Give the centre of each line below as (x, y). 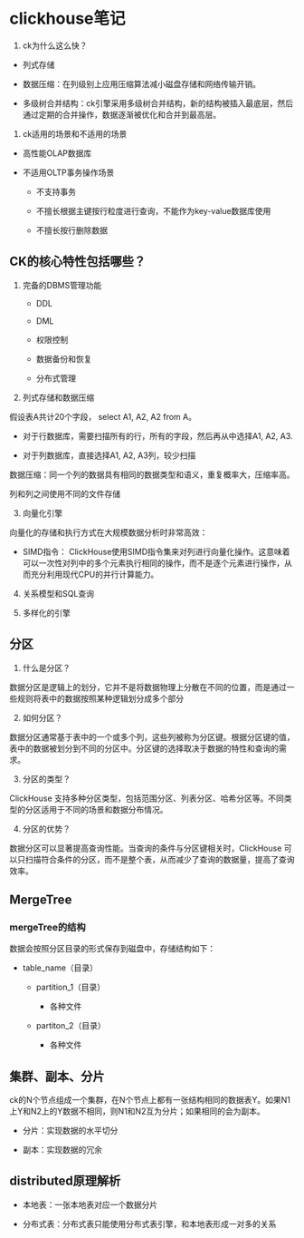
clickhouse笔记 (67, 19)
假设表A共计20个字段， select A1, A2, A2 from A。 (103, 416)
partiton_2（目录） (71, 1026)
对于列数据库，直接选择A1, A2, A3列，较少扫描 (109, 455)
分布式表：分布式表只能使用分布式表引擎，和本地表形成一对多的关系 (149, 1223)
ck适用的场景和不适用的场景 (75, 133)
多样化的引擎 (46, 612)
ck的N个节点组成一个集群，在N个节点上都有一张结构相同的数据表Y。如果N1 (150, 1100)
